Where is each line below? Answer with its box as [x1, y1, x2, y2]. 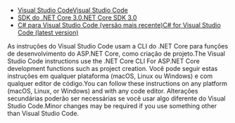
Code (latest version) [17, 28, 79, 37]
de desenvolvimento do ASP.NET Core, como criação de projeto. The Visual [7, 49, 225, 58]
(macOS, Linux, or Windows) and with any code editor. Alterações [7, 87, 198, 95]
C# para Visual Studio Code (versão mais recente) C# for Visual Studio [17, 21, 222, 29]
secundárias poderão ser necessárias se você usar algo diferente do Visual [7, 94, 226, 103]
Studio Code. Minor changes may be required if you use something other [7, 102, 217, 110]
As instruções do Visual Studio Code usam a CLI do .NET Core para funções [7, 42, 229, 50]
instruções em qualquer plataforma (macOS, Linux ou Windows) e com [7, 72, 213, 80]
